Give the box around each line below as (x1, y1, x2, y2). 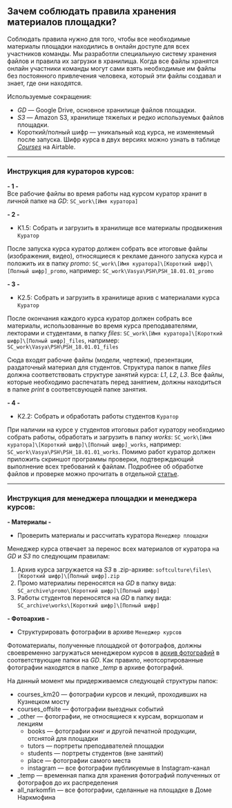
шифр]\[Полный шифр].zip (48, 573, 120, 580)
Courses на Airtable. (17, 142, 76, 151)
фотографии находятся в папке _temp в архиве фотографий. (7, 663, 184, 671)
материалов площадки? (7, 17, 117, 28)
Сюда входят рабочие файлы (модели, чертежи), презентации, (7, 356, 194, 365)
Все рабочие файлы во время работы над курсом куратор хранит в (7, 190, 207, 198)
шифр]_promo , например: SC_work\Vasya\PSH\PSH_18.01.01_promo (32, 267, 214, 275)
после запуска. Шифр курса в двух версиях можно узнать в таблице (17, 135, 221, 143)
